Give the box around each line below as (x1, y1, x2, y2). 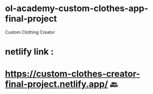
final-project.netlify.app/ (5, 78, 108, 90)
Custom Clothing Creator (5, 29, 55, 35)
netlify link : (5, 47, 54, 57)
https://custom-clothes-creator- (5, 68, 140, 79)
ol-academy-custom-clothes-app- (5, 3, 149, 14)
